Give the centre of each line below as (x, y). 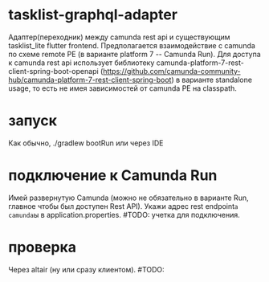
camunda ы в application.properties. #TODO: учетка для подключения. (124, 215)
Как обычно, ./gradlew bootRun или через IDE (86, 143)
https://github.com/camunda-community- (172, 71)
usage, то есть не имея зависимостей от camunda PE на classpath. (122, 88)
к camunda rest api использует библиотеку (82, 63)
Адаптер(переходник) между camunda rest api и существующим (119, 37)
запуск (33, 121)
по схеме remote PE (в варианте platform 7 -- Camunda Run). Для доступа (134, 54)
